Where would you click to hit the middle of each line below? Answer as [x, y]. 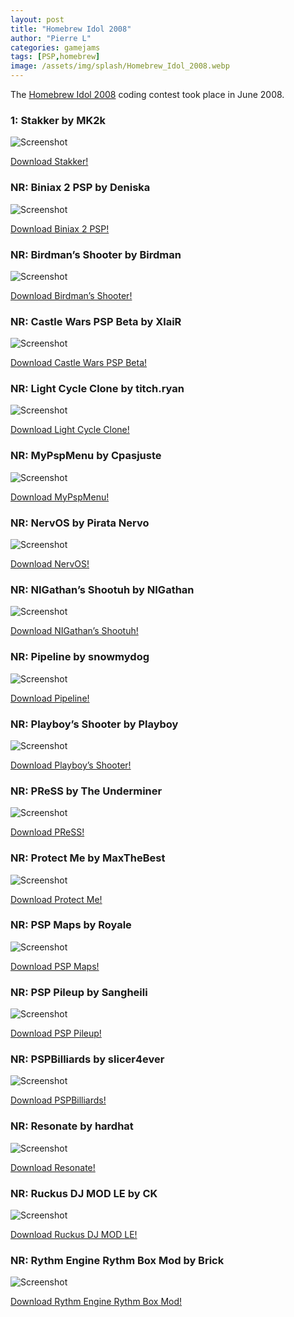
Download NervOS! [50, 564]
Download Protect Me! [56, 899]
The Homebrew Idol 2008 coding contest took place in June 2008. [147, 94]
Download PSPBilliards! [58, 1100]
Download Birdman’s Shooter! [71, 295]
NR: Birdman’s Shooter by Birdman [96, 254]
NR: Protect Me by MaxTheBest [88, 858]
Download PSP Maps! [55, 966]
